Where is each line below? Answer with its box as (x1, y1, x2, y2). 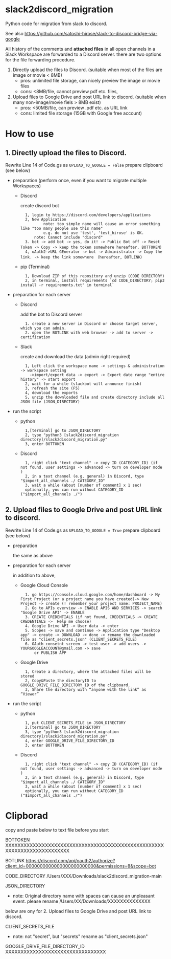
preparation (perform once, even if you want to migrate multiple (12, 177, 147, 183)
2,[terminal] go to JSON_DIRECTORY (25, 725, 101, 730)
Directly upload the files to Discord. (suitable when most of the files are (12, 67, 162, 73)
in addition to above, (12, 572, 56, 578)
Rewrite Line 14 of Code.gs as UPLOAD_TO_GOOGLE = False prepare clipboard (5, 162, 163, 168)
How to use (5, 128, 54, 140)
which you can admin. (20, 325, 66, 331)
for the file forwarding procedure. (5, 56, 76, 62)
